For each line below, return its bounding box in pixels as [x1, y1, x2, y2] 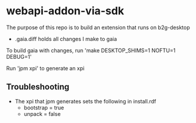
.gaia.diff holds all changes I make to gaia [14, 35, 118, 42]
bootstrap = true [23, 104, 65, 111]
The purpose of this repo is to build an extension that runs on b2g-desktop [6, 24, 190, 31]
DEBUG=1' [6, 53, 32, 60]
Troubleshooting [6, 82, 70, 92]
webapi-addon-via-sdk [6, 4, 124, 18]
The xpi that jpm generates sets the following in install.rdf [14, 97, 157, 105]
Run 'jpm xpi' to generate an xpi [6, 64, 85, 72]
